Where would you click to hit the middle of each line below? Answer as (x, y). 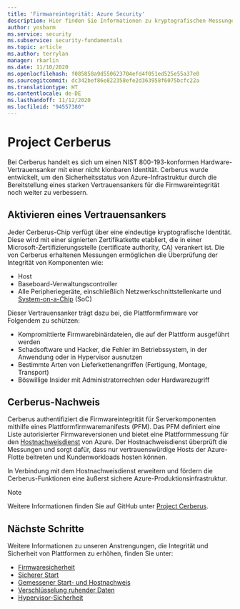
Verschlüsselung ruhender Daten (66, 590)
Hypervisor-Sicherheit (50, 598)
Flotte (16, 457)
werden (29, 342)
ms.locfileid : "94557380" (46, 107)
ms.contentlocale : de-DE (44, 94)
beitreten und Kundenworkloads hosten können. (97, 457)
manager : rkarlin (33, 61)
